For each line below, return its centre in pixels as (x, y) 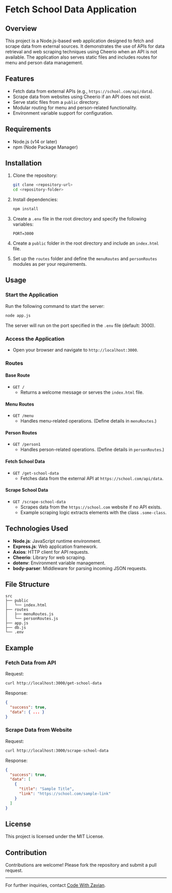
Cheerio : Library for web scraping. (49, 557)
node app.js (18, 315)
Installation (24, 163)
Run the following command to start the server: (55, 306)
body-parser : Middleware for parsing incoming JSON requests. (80, 568)
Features (20, 79)
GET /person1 (27, 445)
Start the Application (32, 295)
